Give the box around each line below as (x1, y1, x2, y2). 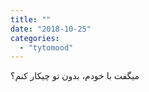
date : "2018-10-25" (10, 24, 92, 34)
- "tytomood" (19, 42, 74, 53)
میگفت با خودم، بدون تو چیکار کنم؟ (10, 70, 140, 82)
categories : (10, 33, 60, 43)
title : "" (10, 14, 52, 25)
